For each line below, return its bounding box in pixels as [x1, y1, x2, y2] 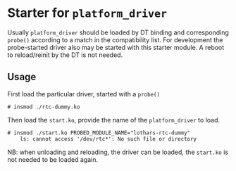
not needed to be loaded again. [7, 155, 99, 163]
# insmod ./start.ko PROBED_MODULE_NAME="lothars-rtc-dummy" [7, 129, 191, 137]
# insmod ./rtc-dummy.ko [7, 103, 80, 110]
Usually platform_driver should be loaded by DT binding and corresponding [7, 28, 229, 37]
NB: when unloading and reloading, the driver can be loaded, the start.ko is [7, 148, 229, 156]
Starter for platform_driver [7, 5, 168, 21]
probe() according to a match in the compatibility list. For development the [7, 35, 223, 44]
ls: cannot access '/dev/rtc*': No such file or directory [20, 135, 197, 142]
